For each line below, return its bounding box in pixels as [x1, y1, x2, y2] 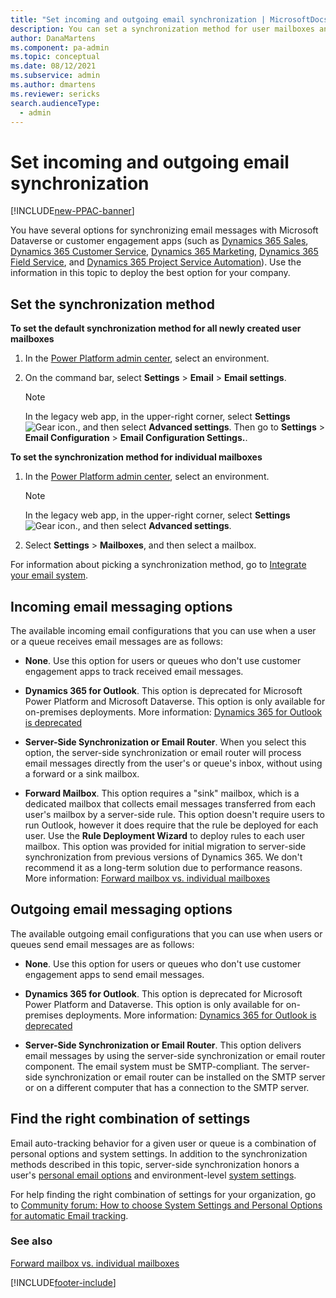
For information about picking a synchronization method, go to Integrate [10, 559, 307, 571]
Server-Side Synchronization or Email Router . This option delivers [24, 1039, 302, 1051]
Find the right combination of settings [10, 1111, 251, 1128]
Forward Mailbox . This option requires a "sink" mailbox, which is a [24, 787, 300, 799]
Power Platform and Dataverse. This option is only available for [24, 998, 284, 1010]
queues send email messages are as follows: [10, 938, 195, 950]
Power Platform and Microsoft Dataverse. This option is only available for [24, 695, 326, 707]
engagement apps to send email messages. [24, 968, 205, 980]
